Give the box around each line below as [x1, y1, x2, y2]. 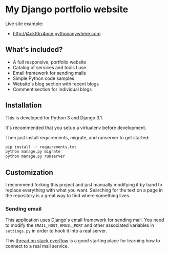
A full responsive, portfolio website [12, 59, 87, 65]
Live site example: [5, 20, 44, 27]
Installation [5, 101, 42, 110]
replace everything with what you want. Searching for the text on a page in [5, 187, 163, 193]
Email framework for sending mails [12, 70, 86, 76]
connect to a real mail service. [5, 243, 69, 249]
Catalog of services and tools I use [12, 64, 87, 70]
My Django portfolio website [5, 4, 129, 15]
